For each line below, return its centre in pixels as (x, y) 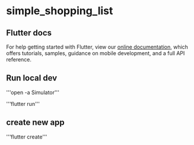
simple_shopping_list (60, 11)
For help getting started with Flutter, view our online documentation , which (97, 47)
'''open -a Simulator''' (33, 92)
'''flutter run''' (23, 104)
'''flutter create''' (27, 137)
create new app (36, 123)
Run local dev (32, 78)
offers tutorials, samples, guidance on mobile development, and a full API (96, 53)
